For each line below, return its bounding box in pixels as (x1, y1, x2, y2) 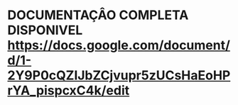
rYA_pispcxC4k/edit (7, 82, 130, 99)
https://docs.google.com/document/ (7, 38, 231, 53)
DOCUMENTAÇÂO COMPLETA (7, 7, 189, 23)
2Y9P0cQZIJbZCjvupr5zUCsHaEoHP (7, 67, 231, 84)
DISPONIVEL (7, 22, 83, 38)
